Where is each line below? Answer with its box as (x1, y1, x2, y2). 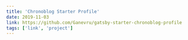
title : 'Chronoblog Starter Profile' (6, 8, 100, 15)
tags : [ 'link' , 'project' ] (6, 25, 73, 31)
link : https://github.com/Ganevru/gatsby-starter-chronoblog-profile (6, 19, 183, 25)
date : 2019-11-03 (6, 14, 49, 20)
